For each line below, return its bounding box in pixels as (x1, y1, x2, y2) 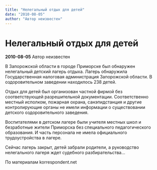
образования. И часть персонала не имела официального (5, 130, 127, 136)
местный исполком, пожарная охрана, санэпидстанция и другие (5, 99, 142, 105)
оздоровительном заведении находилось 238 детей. (5, 79, 117, 85)
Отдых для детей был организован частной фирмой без (5, 89, 123, 95)
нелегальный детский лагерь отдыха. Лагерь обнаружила (5, 68, 127, 74)
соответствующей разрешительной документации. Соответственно (5, 94, 149, 100)
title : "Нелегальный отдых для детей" (5, 7, 85, 12)
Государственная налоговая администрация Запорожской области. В (5, 74, 153, 80)
